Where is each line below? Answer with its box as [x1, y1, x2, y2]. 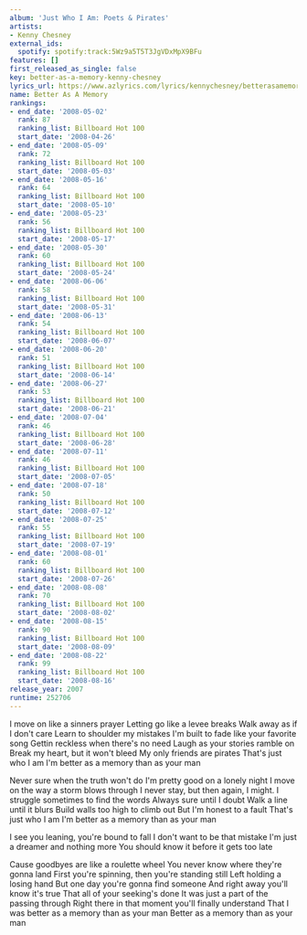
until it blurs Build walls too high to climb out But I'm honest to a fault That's [9, 803, 294, 814]
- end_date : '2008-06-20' [9, 345, 108, 354]
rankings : [9, 98, 48, 108]
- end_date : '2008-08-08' [9, 582, 108, 592]
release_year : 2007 [9, 685, 84, 694]
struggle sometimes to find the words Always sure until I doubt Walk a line [9, 794, 288, 805]
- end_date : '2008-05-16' [9, 175, 108, 184]
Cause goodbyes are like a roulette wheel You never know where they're [9, 858, 282, 869]
